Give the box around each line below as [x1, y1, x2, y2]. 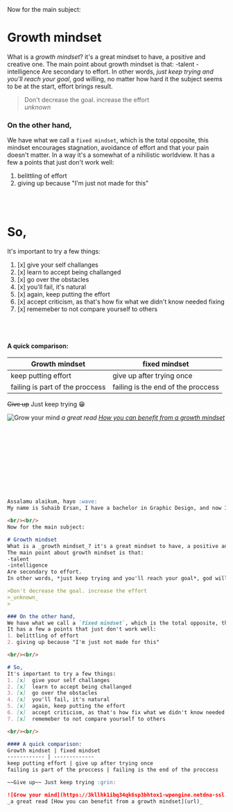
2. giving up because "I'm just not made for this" [7, 639, 159, 646]
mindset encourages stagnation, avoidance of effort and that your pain [7, 144, 209, 152]
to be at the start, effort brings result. [7, 82, 113, 90]
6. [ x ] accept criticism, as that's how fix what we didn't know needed [7, 709, 225, 716]
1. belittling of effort [7, 632, 79, 640]
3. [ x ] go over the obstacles [7, 690, 98, 697]
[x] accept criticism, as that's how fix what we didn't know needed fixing [17, 297, 225, 306]
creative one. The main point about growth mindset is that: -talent [7, 60, 195, 68]
